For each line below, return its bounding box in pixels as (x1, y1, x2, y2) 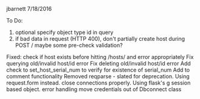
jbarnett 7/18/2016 (6, 5, 52, 12)
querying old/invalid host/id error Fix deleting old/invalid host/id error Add (6, 60, 191, 67)
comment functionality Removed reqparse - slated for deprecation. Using (6, 73, 190, 80)
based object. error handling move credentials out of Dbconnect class (6, 86, 182, 93)
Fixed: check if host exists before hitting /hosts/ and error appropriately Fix (6, 53, 194, 60)
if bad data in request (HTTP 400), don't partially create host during (15, 35, 185, 42)
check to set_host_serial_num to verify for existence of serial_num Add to (6, 66, 190, 73)
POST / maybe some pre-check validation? (15, 42, 123, 49)
